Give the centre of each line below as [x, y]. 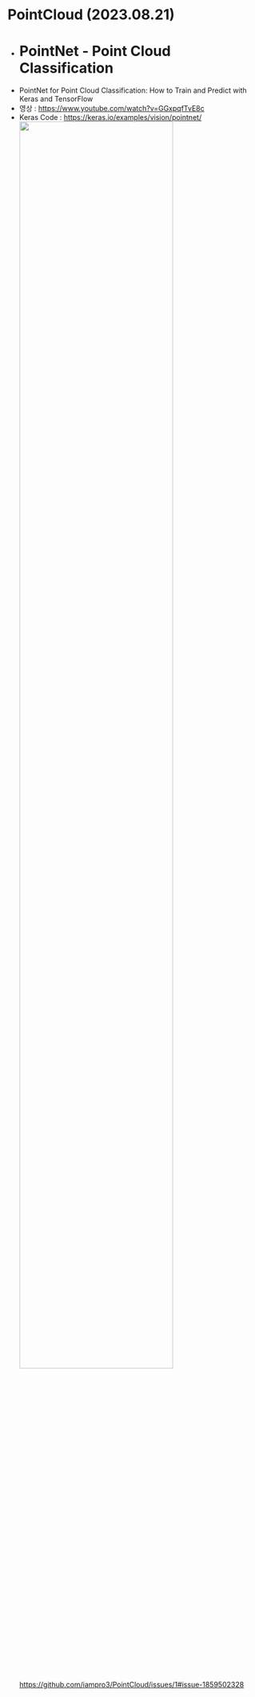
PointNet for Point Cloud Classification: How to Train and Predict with [133, 90]
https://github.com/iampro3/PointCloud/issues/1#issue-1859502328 [131, 1685]
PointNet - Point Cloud [95, 52]
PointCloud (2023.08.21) [91, 15]
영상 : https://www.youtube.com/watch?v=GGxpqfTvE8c [112, 109]
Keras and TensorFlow [56, 99]
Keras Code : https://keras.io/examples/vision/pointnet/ [110, 118]
